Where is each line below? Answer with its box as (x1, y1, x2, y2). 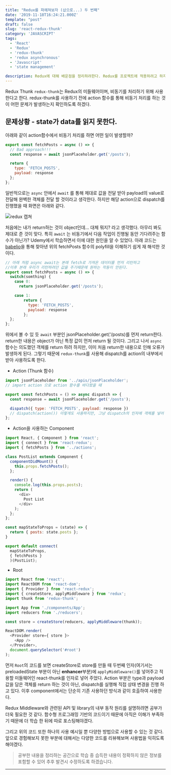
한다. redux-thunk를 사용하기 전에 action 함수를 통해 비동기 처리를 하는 (18, 95, 160, 101)
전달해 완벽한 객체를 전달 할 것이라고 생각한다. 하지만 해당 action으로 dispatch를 (5, 196, 165, 202)
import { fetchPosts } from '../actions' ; (5, 445, 97, 450)
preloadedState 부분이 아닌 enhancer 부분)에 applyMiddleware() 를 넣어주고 (5, 668, 158, 674)
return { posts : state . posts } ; (10, 530, 79, 535)
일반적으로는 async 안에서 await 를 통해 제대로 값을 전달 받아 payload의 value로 (5, 190, 164, 196)
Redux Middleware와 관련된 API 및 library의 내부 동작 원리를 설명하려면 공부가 (5, 704, 162, 711)
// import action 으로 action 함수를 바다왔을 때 (5, 383, 102, 388)
